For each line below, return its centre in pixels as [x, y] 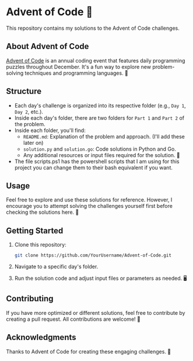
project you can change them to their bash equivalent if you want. [94, 167]
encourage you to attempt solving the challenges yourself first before [90, 206]
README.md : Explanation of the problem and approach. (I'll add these [104, 136]
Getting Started [35, 230]
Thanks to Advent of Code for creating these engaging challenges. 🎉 [89, 351]
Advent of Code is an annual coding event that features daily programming [96, 60]
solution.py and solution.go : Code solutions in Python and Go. [99, 149]
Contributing [30, 299]
